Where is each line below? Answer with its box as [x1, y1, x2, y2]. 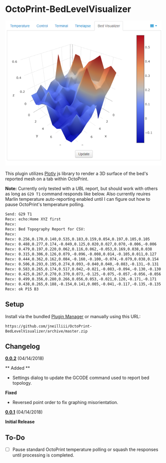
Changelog [5, 342, 40, 351]
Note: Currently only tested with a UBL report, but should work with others [5, 185, 158, 191]
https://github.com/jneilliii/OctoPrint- [5, 324, 92, 329]
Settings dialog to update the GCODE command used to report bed [12, 375, 150, 381]
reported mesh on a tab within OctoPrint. [5, 176, 88, 182]
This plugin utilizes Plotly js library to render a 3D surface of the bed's [5, 170, 148, 176]
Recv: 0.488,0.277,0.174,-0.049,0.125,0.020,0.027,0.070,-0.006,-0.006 [5, 241, 157, 247]
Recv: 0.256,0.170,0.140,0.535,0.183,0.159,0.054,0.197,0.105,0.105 [5, 236, 150, 242]
